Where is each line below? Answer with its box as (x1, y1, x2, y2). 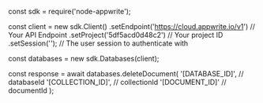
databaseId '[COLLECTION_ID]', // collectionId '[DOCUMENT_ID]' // (8, 78, 227, 86)
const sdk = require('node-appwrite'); (8, 7, 132, 16)
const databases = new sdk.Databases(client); (8, 54, 160, 63)
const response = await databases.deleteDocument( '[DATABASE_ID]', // (8, 69, 244, 78)
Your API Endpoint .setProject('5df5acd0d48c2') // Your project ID (8, 31, 224, 39)
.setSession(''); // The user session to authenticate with (8, 39, 189, 48)
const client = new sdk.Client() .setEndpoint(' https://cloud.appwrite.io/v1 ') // (8, 22, 255, 31)
